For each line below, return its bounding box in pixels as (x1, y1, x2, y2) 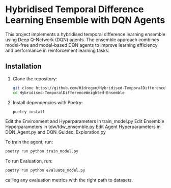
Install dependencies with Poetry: (12, 99, 83, 105)
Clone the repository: (12, 75, 58, 82)
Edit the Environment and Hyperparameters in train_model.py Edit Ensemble (5, 118, 164, 124)
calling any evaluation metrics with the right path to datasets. (5, 177, 133, 183)
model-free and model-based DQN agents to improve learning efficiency (5, 42, 158, 48)
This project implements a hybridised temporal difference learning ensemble (5, 31, 165, 37)
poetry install (12, 109, 45, 114)
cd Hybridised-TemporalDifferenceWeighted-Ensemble (12, 90, 125, 95)
